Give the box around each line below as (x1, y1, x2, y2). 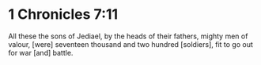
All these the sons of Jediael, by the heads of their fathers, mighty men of (8, 31, 248, 41)
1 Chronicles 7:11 (8, 5, 119, 23)
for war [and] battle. (8, 48, 74, 57)
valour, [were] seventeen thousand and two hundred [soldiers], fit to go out (8, 39, 253, 49)
